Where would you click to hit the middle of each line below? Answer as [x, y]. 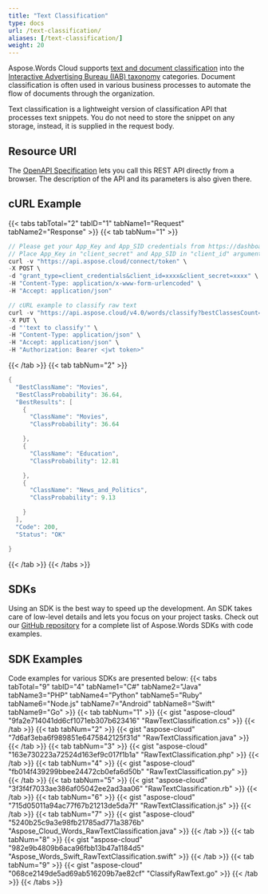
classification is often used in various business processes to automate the [130, 85]
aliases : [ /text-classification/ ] [66, 38]
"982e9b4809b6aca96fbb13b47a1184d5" [77, 848]
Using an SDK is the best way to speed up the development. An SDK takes [130, 609]
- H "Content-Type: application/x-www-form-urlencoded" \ [105, 284]
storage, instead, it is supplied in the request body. [91, 126]
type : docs [26, 23]
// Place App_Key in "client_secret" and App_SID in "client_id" [119, 254]
